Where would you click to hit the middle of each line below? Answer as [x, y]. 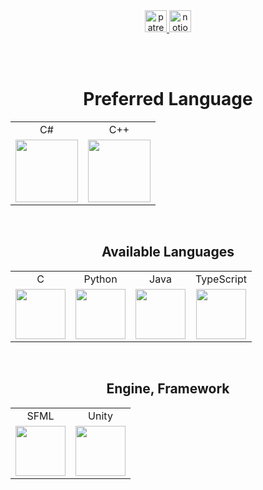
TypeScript [221, 279]
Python [100, 279]
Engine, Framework [168, 389]
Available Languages [168, 252]
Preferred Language [168, 99]
